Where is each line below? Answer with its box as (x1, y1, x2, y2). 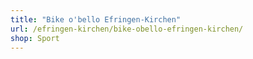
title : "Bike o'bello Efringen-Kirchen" (10, 14, 182, 25)
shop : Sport (10, 33, 60, 43)
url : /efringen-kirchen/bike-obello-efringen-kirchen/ (10, 24, 244, 34)
